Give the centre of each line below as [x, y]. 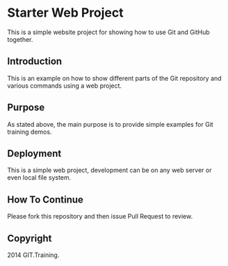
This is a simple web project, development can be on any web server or [109, 170]
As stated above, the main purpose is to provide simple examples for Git [110, 124]
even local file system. [39, 178]
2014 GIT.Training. [33, 255]
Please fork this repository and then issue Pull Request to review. [100, 217]
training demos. [30, 132]
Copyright [30, 238]
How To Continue [45, 199]
